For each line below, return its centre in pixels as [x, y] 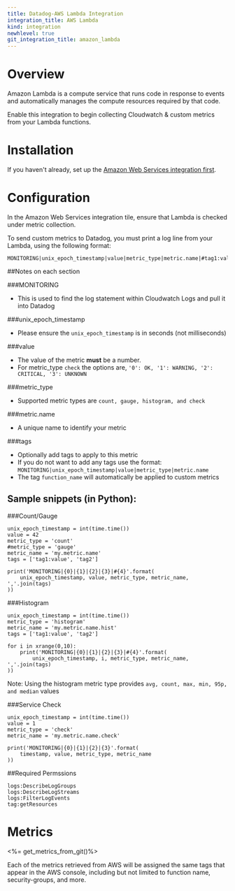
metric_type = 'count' [40, 541]
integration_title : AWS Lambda [53, 20]
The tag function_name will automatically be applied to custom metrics [118, 477]
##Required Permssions [42, 773]
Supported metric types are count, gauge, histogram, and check [111, 400]
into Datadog [36, 305]
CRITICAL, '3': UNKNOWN [52, 374]
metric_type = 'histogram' [47, 622]
